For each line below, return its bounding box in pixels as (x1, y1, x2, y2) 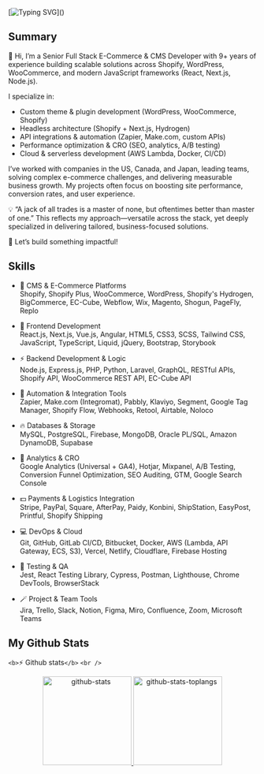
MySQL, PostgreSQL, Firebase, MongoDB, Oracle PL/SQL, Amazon (19, 430, 237, 439)
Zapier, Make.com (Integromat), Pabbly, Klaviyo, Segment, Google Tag (19, 396, 248, 406)
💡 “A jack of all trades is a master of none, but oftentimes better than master (8, 204, 255, 214)
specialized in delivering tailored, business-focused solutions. (8, 221, 209, 231)
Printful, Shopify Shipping (19, 511, 103, 520)
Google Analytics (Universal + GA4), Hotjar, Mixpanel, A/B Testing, (19, 461, 236, 471)
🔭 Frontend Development (19, 321, 101, 330)
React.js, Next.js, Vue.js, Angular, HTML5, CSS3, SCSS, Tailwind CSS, (19, 329, 246, 339)
